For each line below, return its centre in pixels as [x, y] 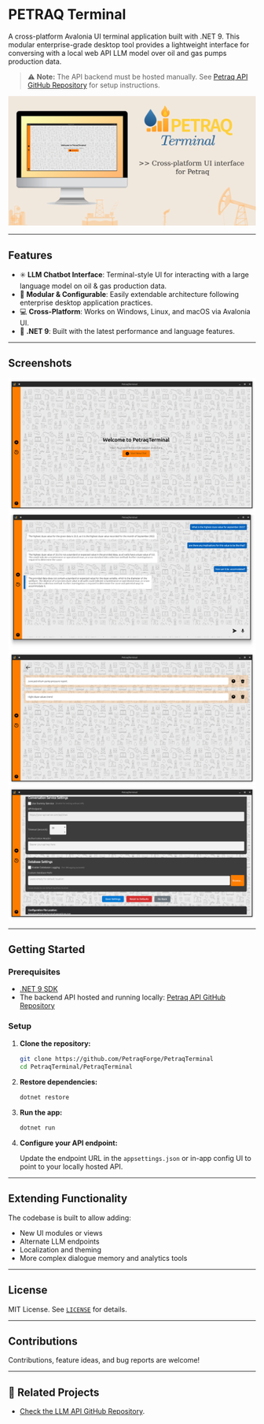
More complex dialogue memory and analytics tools [103, 1258]
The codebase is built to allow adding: [70, 1218]
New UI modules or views [61, 1233]
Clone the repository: [55, 1043]
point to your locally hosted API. [71, 1166]
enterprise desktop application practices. [86, 303]
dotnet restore [44, 1098]
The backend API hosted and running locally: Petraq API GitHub [123, 997]
